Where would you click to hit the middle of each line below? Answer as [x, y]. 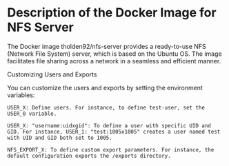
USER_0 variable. [32, 114]
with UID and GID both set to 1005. [60, 138]
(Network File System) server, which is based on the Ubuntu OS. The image [114, 54]
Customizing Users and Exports [52, 74]
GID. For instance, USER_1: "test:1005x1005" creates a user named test [114, 132]
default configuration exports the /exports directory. [89, 156]
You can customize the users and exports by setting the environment [105, 87]
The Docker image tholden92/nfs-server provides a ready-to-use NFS [107, 46]
